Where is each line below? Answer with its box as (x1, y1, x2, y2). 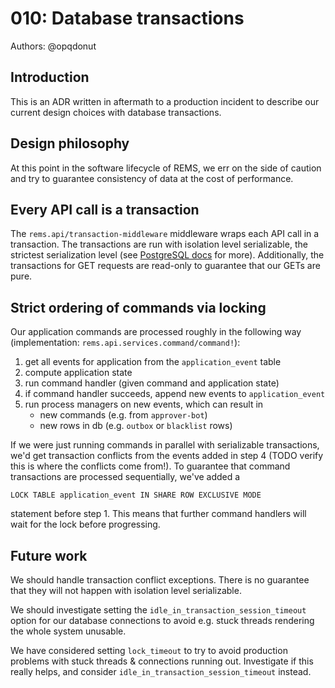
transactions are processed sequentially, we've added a (10, 471, 241, 483)
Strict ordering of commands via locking (10, 299, 267, 316)
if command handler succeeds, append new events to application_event (24, 388, 326, 400)
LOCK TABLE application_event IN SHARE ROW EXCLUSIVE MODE (10, 490, 262, 501)
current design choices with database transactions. (10, 106, 222, 118)
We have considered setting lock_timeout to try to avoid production (10, 645, 288, 656)
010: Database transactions (10, 7, 245, 30)
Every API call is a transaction (10, 201, 200, 218)
